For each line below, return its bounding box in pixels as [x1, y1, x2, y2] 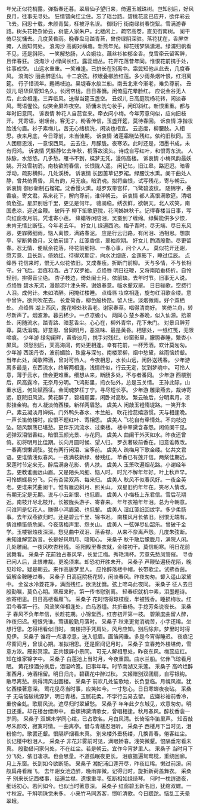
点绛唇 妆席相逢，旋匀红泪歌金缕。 [101, 289, 186, 296]
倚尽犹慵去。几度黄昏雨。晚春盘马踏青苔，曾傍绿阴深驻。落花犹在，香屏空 [6, 35, 189, 42]
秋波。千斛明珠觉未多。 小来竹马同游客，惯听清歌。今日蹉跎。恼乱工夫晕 [11, 790, 190, 797]
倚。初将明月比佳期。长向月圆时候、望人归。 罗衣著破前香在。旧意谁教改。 [6, 439, 190, 445]
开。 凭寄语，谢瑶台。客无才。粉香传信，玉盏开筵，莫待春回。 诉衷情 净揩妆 [6, 117, 193, 124]
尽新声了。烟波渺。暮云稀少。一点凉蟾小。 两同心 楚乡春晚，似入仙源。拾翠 [6, 311, 192, 319]
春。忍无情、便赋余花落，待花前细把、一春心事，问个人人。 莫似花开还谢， [6, 244, 190, 251]
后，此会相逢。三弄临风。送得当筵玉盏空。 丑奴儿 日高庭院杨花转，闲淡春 [6, 95, 186, 102]
